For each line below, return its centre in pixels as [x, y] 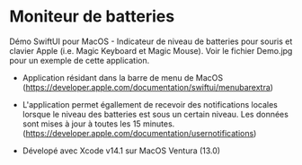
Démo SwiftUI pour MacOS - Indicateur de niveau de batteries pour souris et [151, 41]
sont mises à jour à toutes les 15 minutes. [98, 124]
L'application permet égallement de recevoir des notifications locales [150, 104]
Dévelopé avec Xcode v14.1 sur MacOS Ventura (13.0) [121, 151]
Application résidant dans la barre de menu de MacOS [123, 77]
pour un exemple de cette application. [80, 60]
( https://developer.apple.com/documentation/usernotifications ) [139, 133]
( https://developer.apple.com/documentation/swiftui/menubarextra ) [148, 87]
